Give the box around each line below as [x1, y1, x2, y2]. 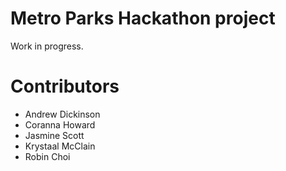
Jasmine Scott [24, 129, 85, 141]
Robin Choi [24, 150, 71, 162]
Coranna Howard [24, 118, 96, 131]
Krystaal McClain [24, 140, 96, 152]
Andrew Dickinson [24, 108, 101, 120]
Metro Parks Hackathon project [10, 7, 276, 30]
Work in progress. [10, 40, 84, 52]
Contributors [10, 75, 120, 98]
